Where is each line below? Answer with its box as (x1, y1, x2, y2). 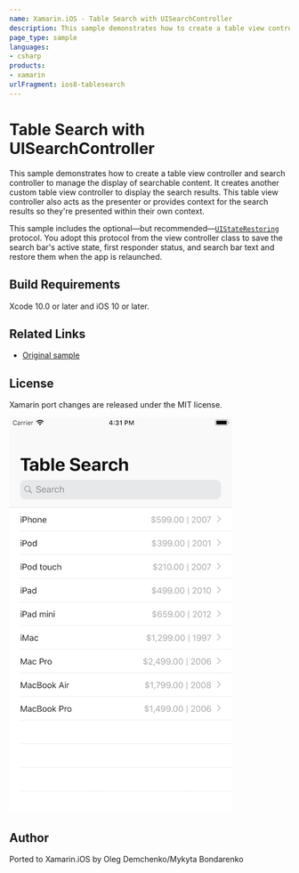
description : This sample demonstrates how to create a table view (9, 23, 265, 33)
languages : (9, 43, 50, 52)
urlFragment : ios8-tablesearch (9, 80, 125, 89)
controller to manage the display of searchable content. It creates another (9, 177, 280, 188)
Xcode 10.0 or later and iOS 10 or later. (9, 301, 149, 311)
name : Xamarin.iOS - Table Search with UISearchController (9, 14, 233, 23)
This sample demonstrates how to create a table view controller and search (9, 167, 286, 178)
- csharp (9, 52, 42, 61)
